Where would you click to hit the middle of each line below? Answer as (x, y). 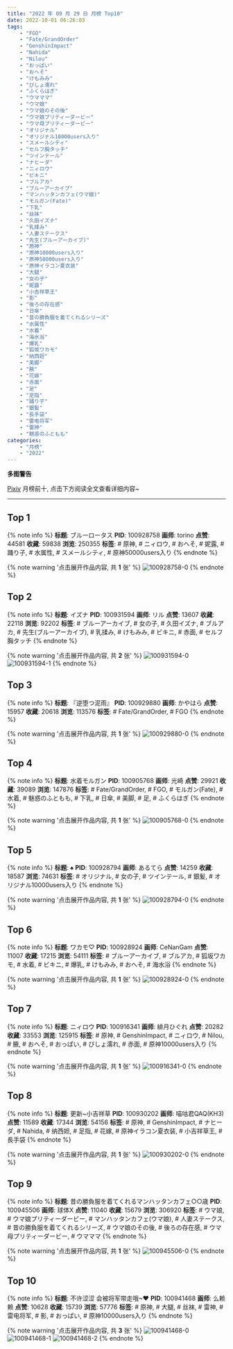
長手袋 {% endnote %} (39, 1139)
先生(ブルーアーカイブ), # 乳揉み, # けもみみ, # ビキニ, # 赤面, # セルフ (122, 632)
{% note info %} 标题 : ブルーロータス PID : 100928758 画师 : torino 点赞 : (109, 535)
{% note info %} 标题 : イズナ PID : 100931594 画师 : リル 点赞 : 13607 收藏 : (111, 614)
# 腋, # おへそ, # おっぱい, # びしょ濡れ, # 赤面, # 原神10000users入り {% (112, 1044)
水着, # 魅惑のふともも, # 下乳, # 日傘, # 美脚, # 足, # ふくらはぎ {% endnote (116, 798)
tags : (15, 26)
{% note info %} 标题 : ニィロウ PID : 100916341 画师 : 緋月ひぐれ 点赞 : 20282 (115, 1026)
